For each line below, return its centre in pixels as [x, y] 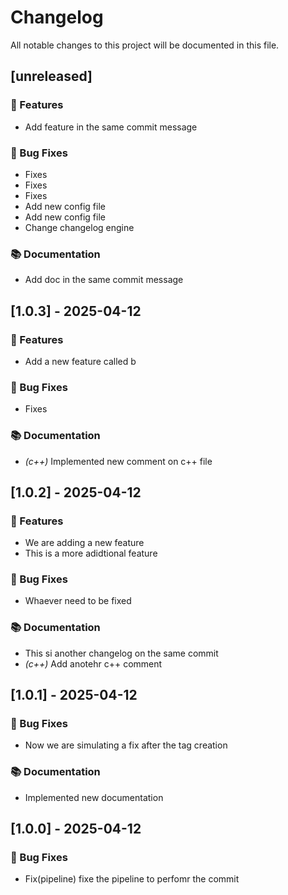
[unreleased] [51, 76]
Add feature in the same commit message [111, 127]
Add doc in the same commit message [104, 280]
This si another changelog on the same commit [121, 653]
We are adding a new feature [84, 543]
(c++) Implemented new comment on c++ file [118, 461]
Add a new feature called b [80, 361]
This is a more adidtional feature [91, 553]
